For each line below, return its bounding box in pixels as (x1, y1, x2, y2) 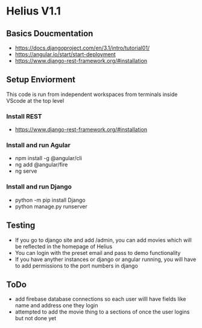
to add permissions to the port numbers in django (14, 262, 139, 269)
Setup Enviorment (6, 74, 76, 85)
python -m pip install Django (14, 196, 86, 204)
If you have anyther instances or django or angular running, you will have (14, 256, 197, 263)
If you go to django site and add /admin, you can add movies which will (14, 236, 192, 243)
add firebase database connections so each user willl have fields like (14, 295, 186, 303)
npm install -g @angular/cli (14, 155, 83, 162)
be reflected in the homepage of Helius (14, 243, 113, 250)
